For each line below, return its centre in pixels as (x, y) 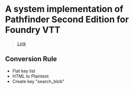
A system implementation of (64, 9)
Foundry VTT (33, 30)
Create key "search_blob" (38, 81)
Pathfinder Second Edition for (67, 19)
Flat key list (24, 71)
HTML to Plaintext (31, 76)
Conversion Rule (31, 59)
